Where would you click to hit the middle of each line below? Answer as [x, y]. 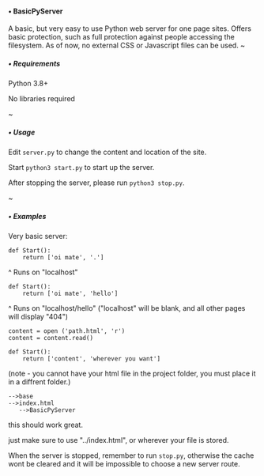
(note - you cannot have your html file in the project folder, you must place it [132, 374]
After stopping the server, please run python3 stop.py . [96, 183]
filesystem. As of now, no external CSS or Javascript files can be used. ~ [127, 45]
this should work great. [45, 425]
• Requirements [34, 63]
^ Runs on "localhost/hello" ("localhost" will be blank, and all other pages [127, 308]
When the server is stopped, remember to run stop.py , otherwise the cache [131, 455]
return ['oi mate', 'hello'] [70, 294]
